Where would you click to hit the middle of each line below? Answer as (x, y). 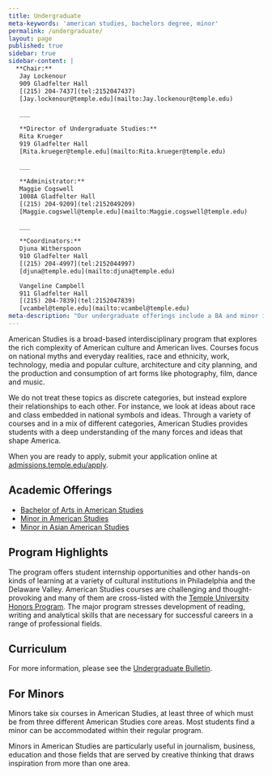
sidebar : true (32, 53)
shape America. (35, 440)
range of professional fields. (55, 623)
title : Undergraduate (45, 16)
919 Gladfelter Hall (54, 144)
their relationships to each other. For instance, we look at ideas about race (132, 406)
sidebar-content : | (41, 61)
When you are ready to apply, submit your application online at (113, 456)
